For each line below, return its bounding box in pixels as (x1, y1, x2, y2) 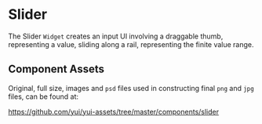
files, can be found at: (8, 92, 79, 101)
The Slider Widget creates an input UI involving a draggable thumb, (8, 31, 224, 41)
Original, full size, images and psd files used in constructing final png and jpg (8, 83, 255, 93)
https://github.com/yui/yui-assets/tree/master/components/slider (8, 107, 220, 116)
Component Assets (8, 63, 104, 76)
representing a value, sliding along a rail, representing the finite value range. (8, 39, 254, 49)
